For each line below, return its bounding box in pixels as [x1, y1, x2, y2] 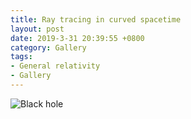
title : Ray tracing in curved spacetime [10, 14, 182, 25]
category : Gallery [10, 42, 87, 53]
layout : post [10, 24, 65, 34]
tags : [10, 52, 33, 62]
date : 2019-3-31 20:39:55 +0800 [10, 33, 145, 43]
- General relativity [10, 61, 101, 71]
